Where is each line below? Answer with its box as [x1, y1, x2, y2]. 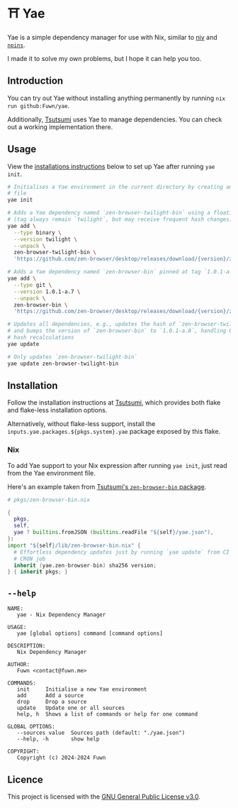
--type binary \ [13, 229, 62, 236]
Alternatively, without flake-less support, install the [7, 420, 156, 428]
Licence [7, 773, 44, 785]
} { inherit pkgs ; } [7, 568, 69, 576]
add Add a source [16, 692, 84, 699]
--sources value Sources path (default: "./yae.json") [16, 729, 186, 737]
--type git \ [13, 281, 52, 288]
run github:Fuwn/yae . [7, 101, 70, 109]
